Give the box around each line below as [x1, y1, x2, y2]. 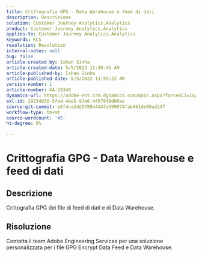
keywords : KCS [6, 37, 42, 43]
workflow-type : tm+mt [6, 109, 61, 115]
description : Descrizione [6, 14, 71, 20]
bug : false [6, 53, 34, 59]
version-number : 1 [6, 82, 52, 88]
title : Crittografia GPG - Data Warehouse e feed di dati [6, 8, 155, 15]
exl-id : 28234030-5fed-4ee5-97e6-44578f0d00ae [6, 98, 125, 104]
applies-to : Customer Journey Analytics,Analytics [6, 31, 136, 37]
